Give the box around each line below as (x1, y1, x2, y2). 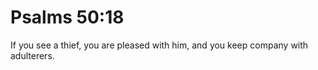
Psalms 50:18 (10, 6, 125, 29)
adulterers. (10, 49, 55, 61)
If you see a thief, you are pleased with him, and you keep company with (10, 39, 309, 51)
